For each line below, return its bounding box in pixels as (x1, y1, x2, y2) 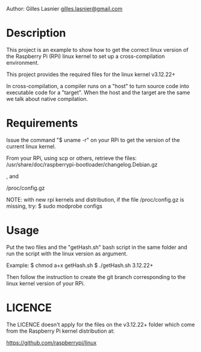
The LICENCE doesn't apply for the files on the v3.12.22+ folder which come (6, 321, 196, 328)
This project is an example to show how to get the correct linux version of (6, 46, 188, 53)
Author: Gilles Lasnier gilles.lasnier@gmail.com (6, 5, 123, 12)
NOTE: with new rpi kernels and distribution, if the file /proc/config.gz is (6, 196, 185, 203)
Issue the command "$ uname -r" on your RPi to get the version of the (6, 136, 181, 144)
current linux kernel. (6, 142, 56, 150)
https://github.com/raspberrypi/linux (6, 339, 97, 346)
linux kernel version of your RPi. (6, 280, 85, 287)
